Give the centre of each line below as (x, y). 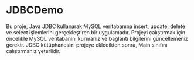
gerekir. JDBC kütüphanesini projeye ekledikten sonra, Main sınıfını (87, 45)
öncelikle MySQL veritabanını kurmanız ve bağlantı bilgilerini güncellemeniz (97, 38)
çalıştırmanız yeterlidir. (33, 51)
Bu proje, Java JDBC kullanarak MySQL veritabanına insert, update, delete (96, 26)
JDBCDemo (35, 10)
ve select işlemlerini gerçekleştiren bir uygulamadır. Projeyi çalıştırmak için (96, 32)
